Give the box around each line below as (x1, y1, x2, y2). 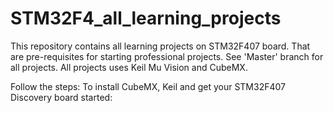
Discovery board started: (10, 91, 113, 103)
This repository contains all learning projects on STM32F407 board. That (10, 40, 311, 52)
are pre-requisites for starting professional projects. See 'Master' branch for (10, 50, 324, 62)
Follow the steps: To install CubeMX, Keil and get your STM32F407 (10, 80, 286, 92)
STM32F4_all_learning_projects (10, 7, 282, 30)
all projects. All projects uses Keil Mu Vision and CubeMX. (10, 61, 248, 73)
